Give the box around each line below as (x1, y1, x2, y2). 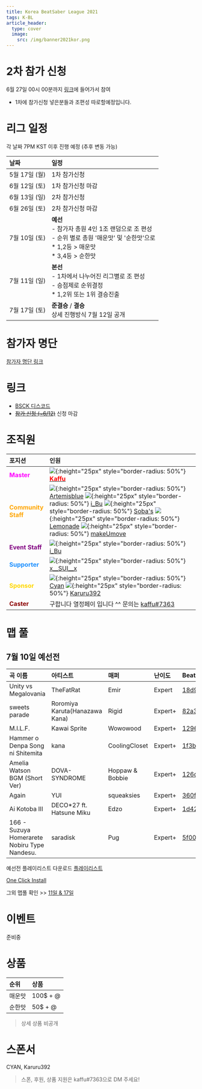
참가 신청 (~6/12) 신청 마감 (14, 410, 78, 417)
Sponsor (9, 581, 34, 590)
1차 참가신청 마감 (51, 181, 98, 190)
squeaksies (108, 791, 140, 799)
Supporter (9, 560, 39, 569)
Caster (9, 599, 29, 608)
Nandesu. (9, 848, 37, 857)
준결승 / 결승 (51, 301, 85, 310)
